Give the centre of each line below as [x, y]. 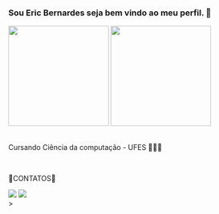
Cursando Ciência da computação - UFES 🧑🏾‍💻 [85, 147]
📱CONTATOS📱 [32, 179]
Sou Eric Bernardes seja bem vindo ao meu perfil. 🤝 [110, 13]
